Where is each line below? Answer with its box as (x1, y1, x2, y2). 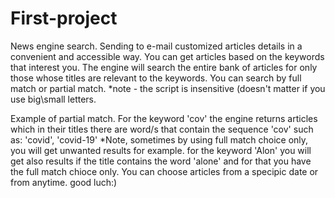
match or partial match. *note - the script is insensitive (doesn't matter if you (10, 82, 326, 94)
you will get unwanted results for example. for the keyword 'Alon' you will (10, 144, 312, 156)
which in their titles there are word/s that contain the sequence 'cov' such (10, 123, 314, 135)
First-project (10, 7, 118, 30)
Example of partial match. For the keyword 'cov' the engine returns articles (10, 112, 318, 124)
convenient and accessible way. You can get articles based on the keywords (10, 50, 325, 62)
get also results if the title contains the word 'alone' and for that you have (10, 155, 312, 167)
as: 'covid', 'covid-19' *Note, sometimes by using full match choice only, (10, 133, 309, 146)
